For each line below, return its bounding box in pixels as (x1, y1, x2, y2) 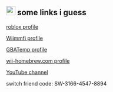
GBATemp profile (6, 46, 48, 53)
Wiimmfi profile (6, 35, 43, 42)
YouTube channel (6, 69, 48, 76)
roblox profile (6, 23, 39, 30)
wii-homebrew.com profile (6, 57, 70, 64)
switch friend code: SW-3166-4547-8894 (6, 80, 107, 87)
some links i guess (16, 8, 87, 18)
